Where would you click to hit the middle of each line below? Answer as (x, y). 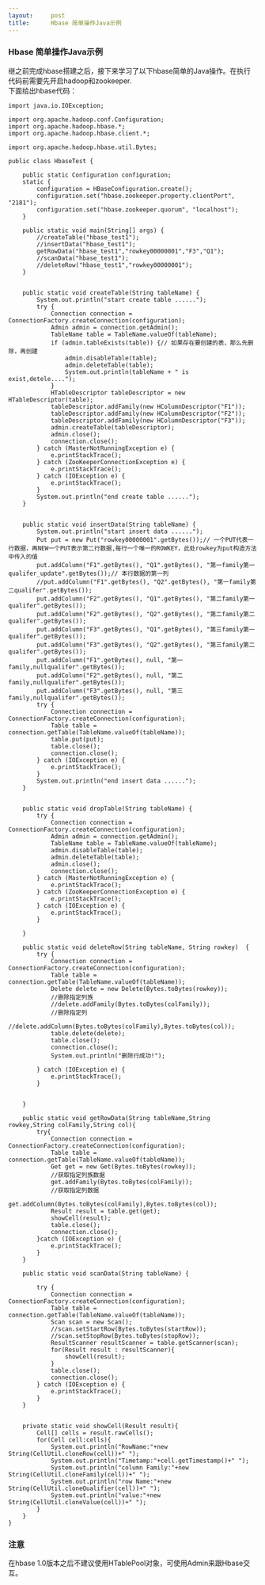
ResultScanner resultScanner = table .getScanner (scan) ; (144, 1343)
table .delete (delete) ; (88, 1033)
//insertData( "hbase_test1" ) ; (86, 244)
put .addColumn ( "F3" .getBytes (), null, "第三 (110, 691)
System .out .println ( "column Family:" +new (120, 1467)
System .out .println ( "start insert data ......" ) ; (120, 532)
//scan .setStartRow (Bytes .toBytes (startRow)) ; (129, 1329)
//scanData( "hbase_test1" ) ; (83, 258)
